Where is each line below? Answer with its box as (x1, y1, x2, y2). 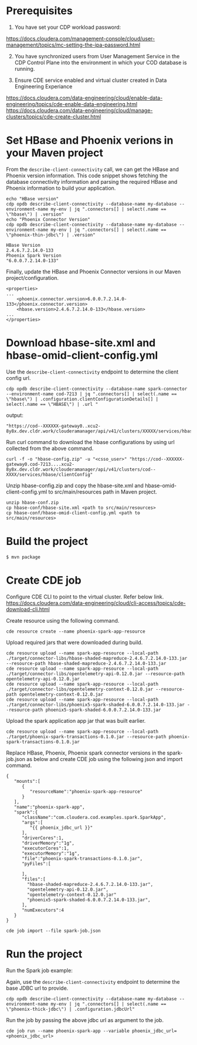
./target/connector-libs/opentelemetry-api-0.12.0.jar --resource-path (6, 670, 185, 677)
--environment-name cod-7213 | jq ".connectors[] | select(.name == (6, 391, 177, 397)
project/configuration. (6, 274, 59, 281)
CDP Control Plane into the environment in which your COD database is (14, 59, 187, 66)
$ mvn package (6, 554, 41, 560)
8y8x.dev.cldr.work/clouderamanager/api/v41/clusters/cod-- (6, 467, 157, 472)
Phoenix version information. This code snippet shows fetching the (6, 172, 168, 179)
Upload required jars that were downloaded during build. (6, 639, 143, 646)
